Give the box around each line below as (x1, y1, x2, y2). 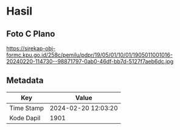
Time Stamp (9, 104, 44, 112)
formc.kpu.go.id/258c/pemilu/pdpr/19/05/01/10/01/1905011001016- (6, 51, 173, 59)
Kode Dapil (9, 114, 41, 122)
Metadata (6, 75, 44, 86)
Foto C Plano (6, 29, 55, 39)
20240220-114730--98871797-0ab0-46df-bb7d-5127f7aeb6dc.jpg (6, 58, 174, 65)
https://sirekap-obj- (6, 45, 56, 52)
